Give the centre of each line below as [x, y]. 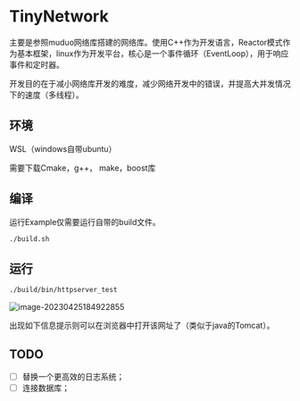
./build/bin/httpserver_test [63, 290]
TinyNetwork [59, 17]
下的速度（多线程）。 [46, 95]
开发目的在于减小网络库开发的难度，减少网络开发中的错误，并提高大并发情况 [150, 83]
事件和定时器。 [37, 64]
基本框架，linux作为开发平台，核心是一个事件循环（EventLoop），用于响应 [153, 53]
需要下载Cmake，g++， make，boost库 [83, 168]
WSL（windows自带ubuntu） [63, 148]
